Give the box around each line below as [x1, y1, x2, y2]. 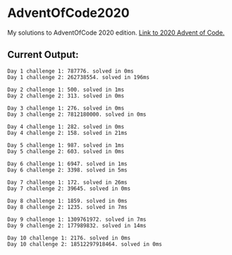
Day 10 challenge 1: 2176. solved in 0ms [7, 235, 131, 242]
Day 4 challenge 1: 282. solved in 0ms [7, 123, 125, 130]
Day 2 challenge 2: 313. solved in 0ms [7, 92, 125, 100]
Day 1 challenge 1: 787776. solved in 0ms [7, 67, 134, 75]
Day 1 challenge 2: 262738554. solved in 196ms [7, 73, 150, 81]
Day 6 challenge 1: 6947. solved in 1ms [7, 160, 128, 167]
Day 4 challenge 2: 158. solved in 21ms [7, 129, 128, 136]
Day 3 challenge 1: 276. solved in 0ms [7, 105, 125, 112]
